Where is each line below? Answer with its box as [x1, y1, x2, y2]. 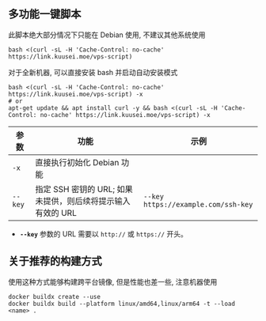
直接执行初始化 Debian [35, 157, 120, 168]
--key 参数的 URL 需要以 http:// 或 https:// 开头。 [19, 228, 188, 239]
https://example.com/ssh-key [143, 200, 253, 209]
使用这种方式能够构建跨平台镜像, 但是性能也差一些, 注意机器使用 [8, 277, 218, 286]
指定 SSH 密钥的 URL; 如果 [35, 183, 133, 194]
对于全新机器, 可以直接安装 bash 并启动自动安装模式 [8, 67, 178, 77]
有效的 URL [35, 207, 77, 218]
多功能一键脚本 [8, 7, 82, 21]
